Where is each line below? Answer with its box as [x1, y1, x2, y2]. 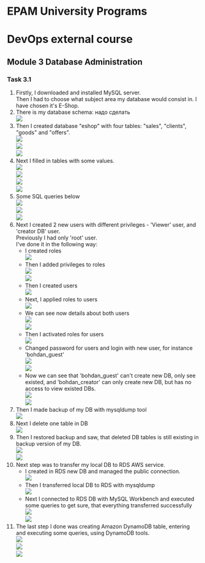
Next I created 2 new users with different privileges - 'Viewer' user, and [15, 221, 196, 229]
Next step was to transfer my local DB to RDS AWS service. [15, 461, 166, 469]
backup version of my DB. [15, 440, 81, 448]
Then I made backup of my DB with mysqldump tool [15, 406, 147, 414]
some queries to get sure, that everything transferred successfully [24, 502, 192, 509]
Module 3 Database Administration [7, 56, 143, 67]
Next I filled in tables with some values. [15, 157, 115, 165]
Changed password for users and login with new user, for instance [24, 344, 193, 352]
